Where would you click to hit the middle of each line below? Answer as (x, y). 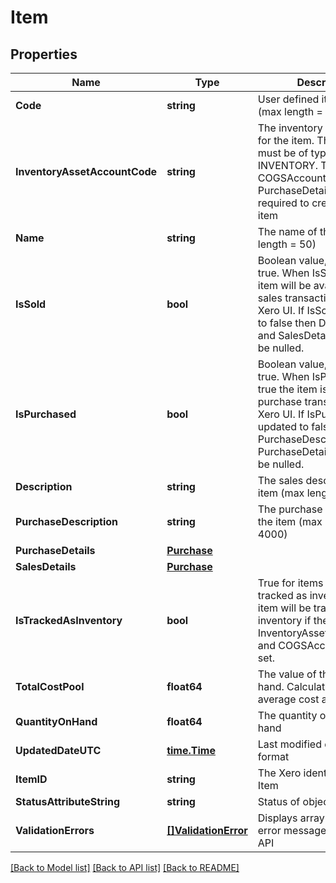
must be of (283, 153)
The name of (287, 231)
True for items (290, 583)
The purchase (290, 509)
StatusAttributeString (68, 801)
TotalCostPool (50, 686)
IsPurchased (46, 414)
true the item (287, 389)
